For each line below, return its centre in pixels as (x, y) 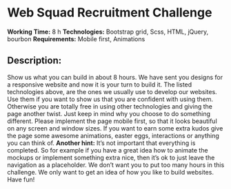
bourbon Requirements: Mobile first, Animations (76, 38)
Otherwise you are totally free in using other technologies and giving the (110, 106)
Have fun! (21, 179)
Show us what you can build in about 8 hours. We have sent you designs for (115, 77)
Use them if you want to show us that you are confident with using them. (110, 99)
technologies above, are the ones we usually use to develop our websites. (112, 91)
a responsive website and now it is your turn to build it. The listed (100, 85)
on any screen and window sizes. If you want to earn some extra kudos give (115, 128)
